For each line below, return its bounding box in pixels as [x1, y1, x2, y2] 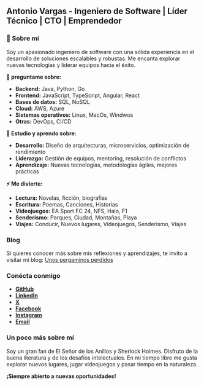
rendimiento [15, 148, 46, 156]
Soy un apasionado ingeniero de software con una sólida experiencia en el [6, 48, 195, 55]
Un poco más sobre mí [6, 333, 75, 342]
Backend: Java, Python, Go [15, 85, 85, 92]
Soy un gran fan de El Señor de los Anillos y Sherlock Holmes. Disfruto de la [6, 347, 198, 355]
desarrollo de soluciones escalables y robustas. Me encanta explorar [6, 55, 181, 62]
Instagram [15, 312, 42, 319]
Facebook [15, 305, 42, 312]
